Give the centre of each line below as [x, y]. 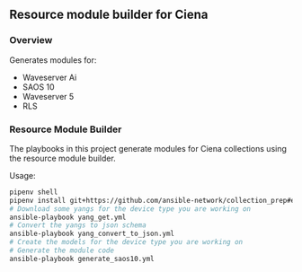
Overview [31, 40]
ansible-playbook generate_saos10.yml [82, 259]
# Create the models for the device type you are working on [126, 242]
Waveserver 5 [48, 96]
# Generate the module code [62, 250]
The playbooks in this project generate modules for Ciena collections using [148, 148]
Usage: [22, 175]
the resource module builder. [63, 158]
